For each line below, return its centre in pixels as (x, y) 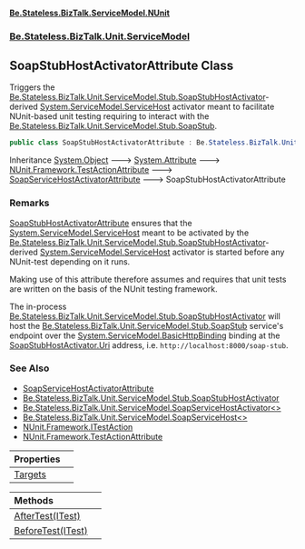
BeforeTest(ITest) (51, 530)
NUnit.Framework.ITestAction (78, 426)
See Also (30, 368)
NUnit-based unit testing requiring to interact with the (109, 116)
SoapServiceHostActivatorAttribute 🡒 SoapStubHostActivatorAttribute (148, 180)
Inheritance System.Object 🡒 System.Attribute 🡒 (115, 160)
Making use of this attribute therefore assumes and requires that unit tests (148, 279)
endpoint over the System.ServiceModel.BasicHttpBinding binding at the (145, 335)
